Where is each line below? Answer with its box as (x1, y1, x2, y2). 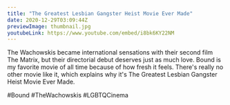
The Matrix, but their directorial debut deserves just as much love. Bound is (7, 56, 222, 64)
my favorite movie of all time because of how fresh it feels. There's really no (7, 63, 224, 71)
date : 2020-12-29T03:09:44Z (7, 17, 88, 23)
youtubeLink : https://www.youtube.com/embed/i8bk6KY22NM (7, 29, 175, 37)
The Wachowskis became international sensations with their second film (7, 48, 213, 57)
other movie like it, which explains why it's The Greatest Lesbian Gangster (7, 70, 218, 79)
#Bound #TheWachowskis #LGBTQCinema (7, 91, 129, 99)
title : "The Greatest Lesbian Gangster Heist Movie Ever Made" (7, 10, 193, 17)
